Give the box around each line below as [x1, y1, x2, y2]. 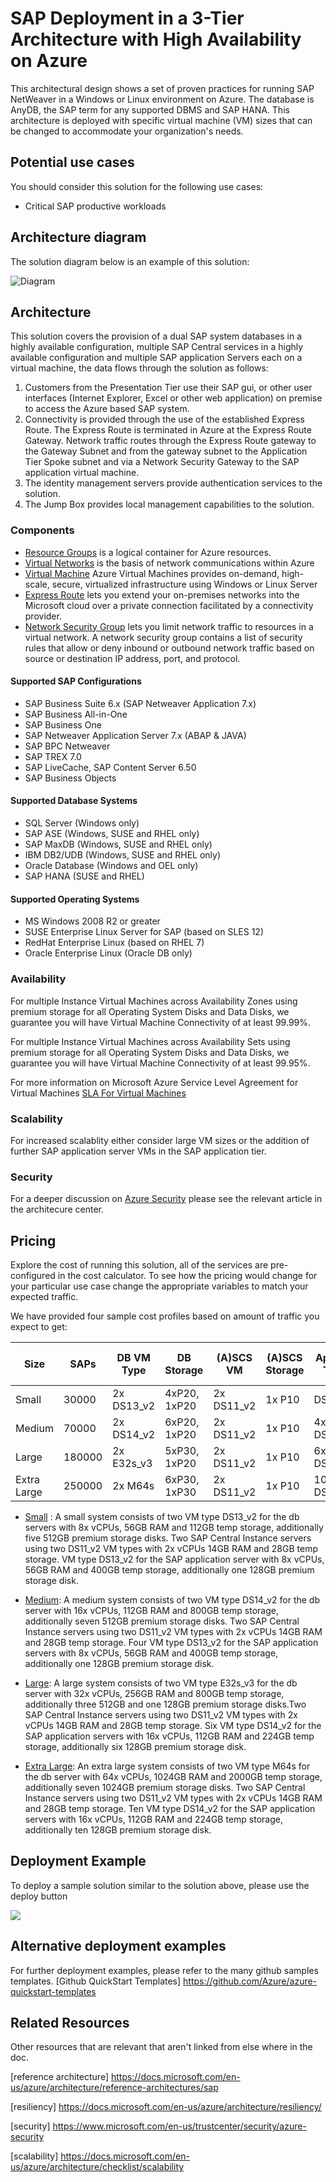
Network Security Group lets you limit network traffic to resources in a [24, 620, 314, 632]
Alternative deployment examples [10, 1938, 227, 1955]
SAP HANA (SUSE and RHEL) [24, 870, 145, 882]
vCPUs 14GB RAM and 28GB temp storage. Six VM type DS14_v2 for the [24, 1719, 322, 1731]
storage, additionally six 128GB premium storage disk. [24, 1740, 247, 1752]
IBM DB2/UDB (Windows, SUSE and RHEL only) [24, 849, 222, 861]
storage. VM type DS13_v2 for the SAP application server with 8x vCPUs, [24, 1553, 325, 1565]
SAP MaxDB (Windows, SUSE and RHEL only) [24, 838, 213, 851]
